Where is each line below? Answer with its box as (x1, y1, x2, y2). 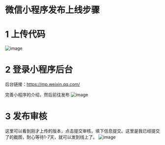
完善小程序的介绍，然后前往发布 (5, 92, 70, 98)
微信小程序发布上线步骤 (5, 4, 100, 16)
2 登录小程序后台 (5, 64, 73, 75)
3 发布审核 (5, 111, 48, 122)
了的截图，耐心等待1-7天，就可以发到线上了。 (5, 134, 97, 140)
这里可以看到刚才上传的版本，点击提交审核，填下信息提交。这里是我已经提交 (5, 128, 160, 134)
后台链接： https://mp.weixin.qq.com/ (5, 82, 80, 87)
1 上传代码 (5, 29, 46, 40)
